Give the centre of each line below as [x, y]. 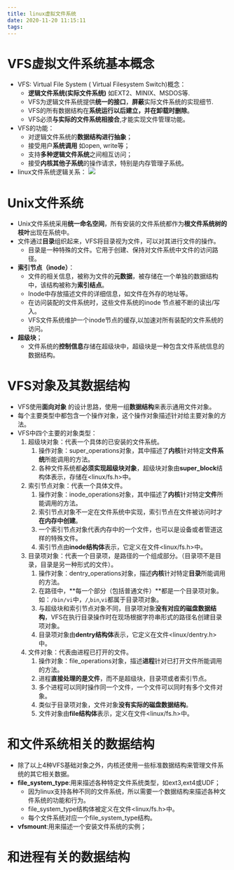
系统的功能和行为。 [62, 801]
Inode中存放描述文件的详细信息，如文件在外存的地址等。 [110, 294]
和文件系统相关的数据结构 [81, 745]
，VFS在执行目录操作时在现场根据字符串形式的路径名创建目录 [133, 617]
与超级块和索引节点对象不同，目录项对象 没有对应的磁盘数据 [124, 609]
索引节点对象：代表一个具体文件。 [77, 486]
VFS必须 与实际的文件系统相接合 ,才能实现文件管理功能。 [108, 119]
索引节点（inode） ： [46, 268]
